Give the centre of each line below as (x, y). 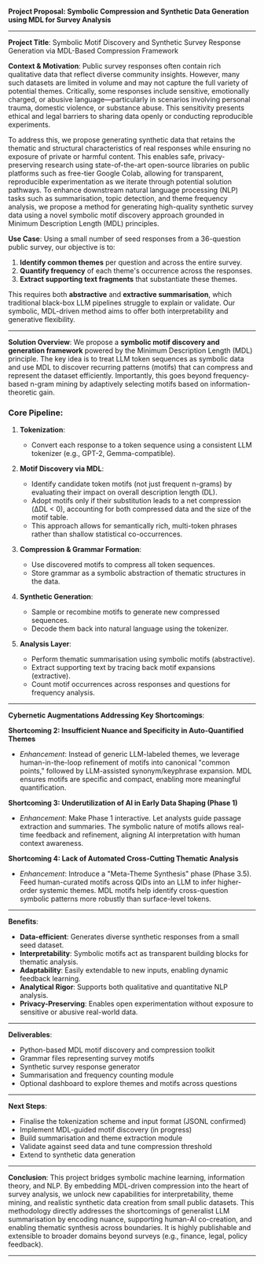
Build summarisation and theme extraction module (101, 1138)
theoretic (23, 392)
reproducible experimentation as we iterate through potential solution (120, 182)
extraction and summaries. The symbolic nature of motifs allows (123, 827)
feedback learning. (50, 979)
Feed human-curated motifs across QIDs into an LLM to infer (117, 882)
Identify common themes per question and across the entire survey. (130, 262)
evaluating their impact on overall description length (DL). (124, 492)
